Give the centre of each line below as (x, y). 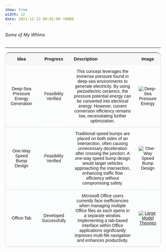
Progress (54, 59)
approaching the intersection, (103, 168)
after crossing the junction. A (103, 153)
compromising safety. (103, 183)
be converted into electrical (103, 101)
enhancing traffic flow (103, 173)
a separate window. (103, 215)
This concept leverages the (102, 71)
